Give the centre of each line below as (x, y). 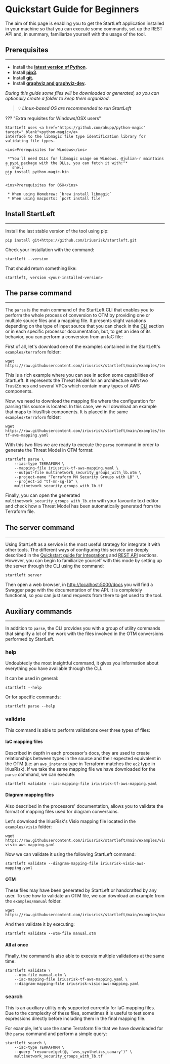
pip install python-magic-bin (37, 172)
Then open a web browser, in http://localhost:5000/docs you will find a (79, 585)
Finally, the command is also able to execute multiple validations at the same (85, 956)
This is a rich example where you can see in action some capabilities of (79, 375)
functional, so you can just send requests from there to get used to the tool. (84, 596)
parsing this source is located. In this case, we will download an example (81, 407)
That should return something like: (41, 268)
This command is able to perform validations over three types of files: (78, 730)
